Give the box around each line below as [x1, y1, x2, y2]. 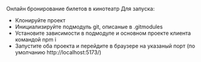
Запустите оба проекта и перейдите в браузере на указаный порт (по [14, 42, 196, 49]
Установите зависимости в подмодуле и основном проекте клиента [14, 29, 191, 37]
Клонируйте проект [14, 17, 66, 23]
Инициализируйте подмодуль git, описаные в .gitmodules [14, 23, 163, 30]
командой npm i [14, 36, 56, 43]
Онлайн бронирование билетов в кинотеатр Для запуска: [6, 5, 155, 12]
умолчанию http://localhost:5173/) [14, 49, 101, 56]
